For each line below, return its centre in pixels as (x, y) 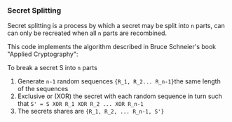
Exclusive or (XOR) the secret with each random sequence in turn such (120, 96)
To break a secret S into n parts (53, 68)
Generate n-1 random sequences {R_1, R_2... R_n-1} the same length (119, 81)
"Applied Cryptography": (43, 54)
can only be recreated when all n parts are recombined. (87, 33)
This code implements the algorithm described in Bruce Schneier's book (112, 47)
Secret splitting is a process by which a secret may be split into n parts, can (116, 26)
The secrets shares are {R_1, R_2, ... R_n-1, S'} (91, 111)
